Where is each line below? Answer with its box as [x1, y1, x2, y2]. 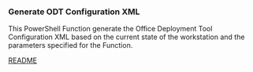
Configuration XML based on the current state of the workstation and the [8, 32, 245, 41]
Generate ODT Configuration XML [8, 6, 140, 17]
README [8, 56, 38, 65]
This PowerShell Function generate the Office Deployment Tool [8, 24, 213, 34]
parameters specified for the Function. [8, 41, 133, 50]
